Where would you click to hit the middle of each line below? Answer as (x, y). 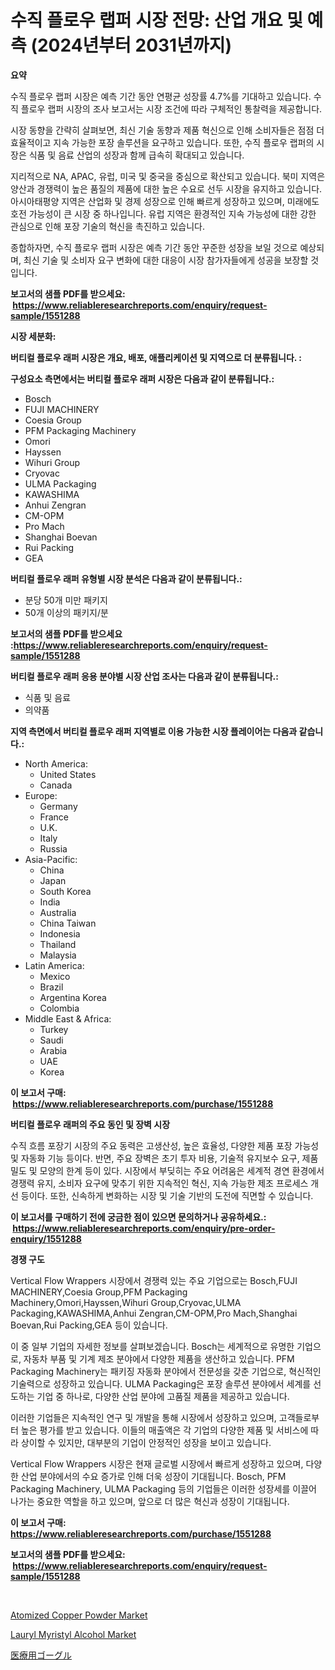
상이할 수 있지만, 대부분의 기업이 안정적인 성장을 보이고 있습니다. (146, 1442)
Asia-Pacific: (51, 859)
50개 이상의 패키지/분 (66, 612)
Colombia (59, 1008)
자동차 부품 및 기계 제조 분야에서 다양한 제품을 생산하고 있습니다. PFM (159, 1358)
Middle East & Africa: (68, 1018)
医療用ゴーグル (41, 1655)
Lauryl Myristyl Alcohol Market (73, 1634)
